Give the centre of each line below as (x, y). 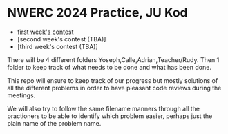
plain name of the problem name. (54, 123)
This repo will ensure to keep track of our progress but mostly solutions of (113, 80)
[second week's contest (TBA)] (61, 39)
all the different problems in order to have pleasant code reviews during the (114, 88)
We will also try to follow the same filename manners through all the (104, 108)
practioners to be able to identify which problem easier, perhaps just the (110, 116)
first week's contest (45, 32)
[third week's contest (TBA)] (57, 46)
